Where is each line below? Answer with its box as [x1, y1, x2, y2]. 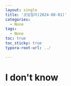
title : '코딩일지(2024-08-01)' [5, 12, 67, 17]
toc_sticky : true [5, 41, 42, 46]
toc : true [5, 36, 26, 41]
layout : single [5, 7, 38, 13]
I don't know [5, 72, 58, 83]
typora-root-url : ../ [5, 45, 51, 50]
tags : [5, 26, 17, 32]
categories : [5, 17, 30, 22]
